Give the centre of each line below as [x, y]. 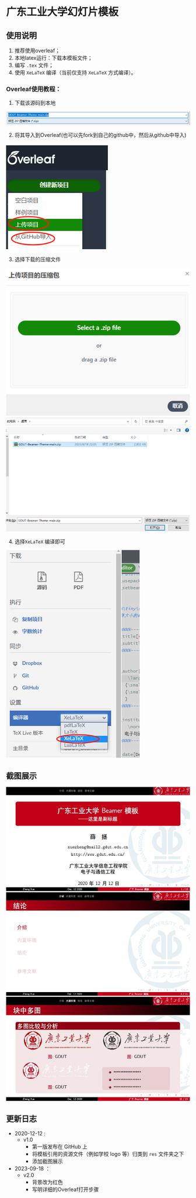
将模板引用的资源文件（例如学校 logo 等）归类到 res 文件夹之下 [108, 1154]
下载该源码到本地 [35, 103]
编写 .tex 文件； [34, 65]
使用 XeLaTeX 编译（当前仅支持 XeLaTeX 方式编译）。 [75, 73]
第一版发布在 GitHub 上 [60, 1147]
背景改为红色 [47, 1182]
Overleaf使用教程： [34, 89]
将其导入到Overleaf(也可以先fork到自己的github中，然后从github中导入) [100, 135]
